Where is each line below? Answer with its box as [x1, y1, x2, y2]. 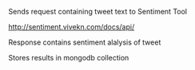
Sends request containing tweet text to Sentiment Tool [8, 7, 188, 16]
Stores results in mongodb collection [8, 53, 129, 62]
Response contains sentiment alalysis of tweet [8, 37, 161, 47]
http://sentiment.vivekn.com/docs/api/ [8, 22, 135, 31]
